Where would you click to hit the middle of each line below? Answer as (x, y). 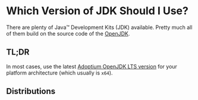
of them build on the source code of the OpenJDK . (68, 33)
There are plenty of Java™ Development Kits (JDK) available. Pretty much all (99, 27)
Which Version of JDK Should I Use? (97, 11)
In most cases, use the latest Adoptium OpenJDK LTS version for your (92, 66)
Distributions (31, 91)
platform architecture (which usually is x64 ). (59, 73)
